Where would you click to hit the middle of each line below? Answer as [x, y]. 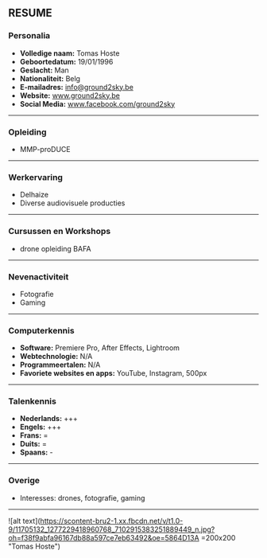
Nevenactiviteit [39, 276]
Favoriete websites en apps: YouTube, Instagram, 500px [113, 373]
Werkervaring [36, 177]
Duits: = [33, 444]
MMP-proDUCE [45, 149]
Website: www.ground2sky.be [70, 96]
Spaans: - [36, 452]
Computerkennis [41, 330]
